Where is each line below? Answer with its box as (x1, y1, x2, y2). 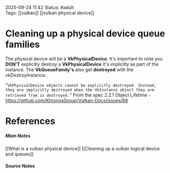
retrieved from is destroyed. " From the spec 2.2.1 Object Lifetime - (5, 92, 151, 98)
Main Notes (5, 132, 31, 139)
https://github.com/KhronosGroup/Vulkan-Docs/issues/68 (5, 97, 128, 103)
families (5, 39, 40, 50)
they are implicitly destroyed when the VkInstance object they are (5, 87, 155, 92)
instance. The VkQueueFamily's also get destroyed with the (5, 66, 134, 72)
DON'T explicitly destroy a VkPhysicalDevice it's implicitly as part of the (5, 61, 159, 67)
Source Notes (5, 163, 35, 169)
